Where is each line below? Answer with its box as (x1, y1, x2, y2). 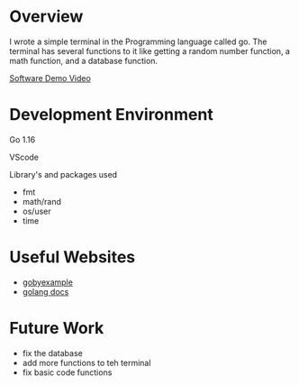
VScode (9, 151, 39, 162)
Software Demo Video (9, 72, 92, 83)
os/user (22, 206, 51, 216)
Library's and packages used (9, 169, 118, 179)
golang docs (22, 286, 69, 297)
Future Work (9, 318, 104, 338)
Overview (9, 6, 84, 27)
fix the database (22, 347, 83, 358)
